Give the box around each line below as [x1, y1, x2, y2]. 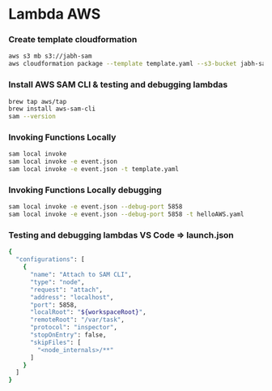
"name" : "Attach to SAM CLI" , [29, 271, 132, 279]
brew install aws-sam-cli [8, 105, 96, 114]
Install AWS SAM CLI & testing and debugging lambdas [8, 79, 228, 90]
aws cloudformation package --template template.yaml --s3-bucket [8, 60, 237, 68]
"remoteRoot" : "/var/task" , [29, 316, 125, 324]
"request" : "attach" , [29, 286, 104, 294]
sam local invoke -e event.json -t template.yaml [8, 165, 180, 174]
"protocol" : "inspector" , [29, 324, 117, 332]
